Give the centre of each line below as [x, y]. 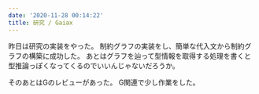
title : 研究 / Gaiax [41, 23]
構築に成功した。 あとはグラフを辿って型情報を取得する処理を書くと [140, 56]
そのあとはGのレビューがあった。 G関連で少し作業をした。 [104, 82]
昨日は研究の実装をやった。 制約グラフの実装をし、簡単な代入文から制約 [126, 46]
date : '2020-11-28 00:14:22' [56, 15]
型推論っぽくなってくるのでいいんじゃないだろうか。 [94, 65]
